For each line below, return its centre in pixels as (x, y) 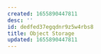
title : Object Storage (41, 33)
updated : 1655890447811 (43, 40)
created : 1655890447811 (43, 14)
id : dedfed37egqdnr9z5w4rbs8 (51, 27)
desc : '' (20, 20)
